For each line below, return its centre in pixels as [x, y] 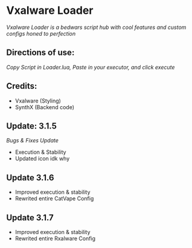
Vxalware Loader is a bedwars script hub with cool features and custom [96, 27]
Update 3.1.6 [30, 178]
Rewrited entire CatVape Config [54, 199]
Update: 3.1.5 [32, 126]
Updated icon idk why [42, 159]
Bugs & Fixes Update [32, 141]
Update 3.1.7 [30, 218]
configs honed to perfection [41, 33]
